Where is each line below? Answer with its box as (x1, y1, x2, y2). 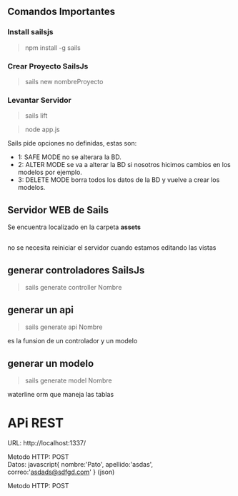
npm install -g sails (24, 43, 81, 52)
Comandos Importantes (7, 6, 116, 18)
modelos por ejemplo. (17, 168, 82, 177)
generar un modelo (7, 357, 94, 370)
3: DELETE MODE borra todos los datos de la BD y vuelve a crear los (17, 176, 220, 184)
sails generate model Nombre (24, 376, 112, 385)
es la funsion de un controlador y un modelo (7, 337, 138, 345)
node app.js (24, 125, 60, 134)
